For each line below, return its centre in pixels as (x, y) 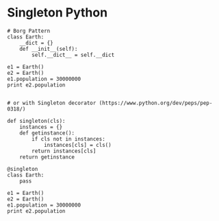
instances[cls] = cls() (77, 145)
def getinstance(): (47, 133)
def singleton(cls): (37, 121)
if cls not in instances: (69, 139)
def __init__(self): (49, 49)
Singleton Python (57, 13)
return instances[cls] (64, 151)
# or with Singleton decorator (52, 103)
